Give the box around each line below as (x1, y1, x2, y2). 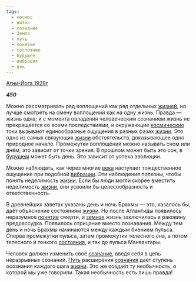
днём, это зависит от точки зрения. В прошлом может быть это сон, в (6, 147, 182, 154)
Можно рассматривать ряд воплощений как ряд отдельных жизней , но (6, 103, 187, 110)
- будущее (11, 53, 35, 59)
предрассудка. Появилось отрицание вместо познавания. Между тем (6, 220, 183, 227)
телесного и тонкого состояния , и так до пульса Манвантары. (6, 239, 162, 246)
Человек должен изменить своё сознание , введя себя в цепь (6, 250, 161, 257)
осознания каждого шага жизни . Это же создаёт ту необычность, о (6, 262, 177, 270)
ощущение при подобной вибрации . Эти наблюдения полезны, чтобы (6, 171, 181, 178)
